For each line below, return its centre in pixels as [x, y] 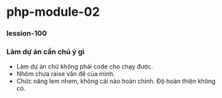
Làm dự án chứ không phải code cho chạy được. [85, 66]
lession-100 [27, 34]
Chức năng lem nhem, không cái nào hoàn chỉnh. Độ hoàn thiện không [116, 81]
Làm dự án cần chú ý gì [46, 52]
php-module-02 [53, 12]
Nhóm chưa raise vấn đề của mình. [65, 74]
